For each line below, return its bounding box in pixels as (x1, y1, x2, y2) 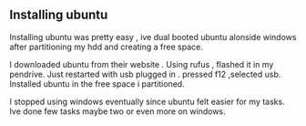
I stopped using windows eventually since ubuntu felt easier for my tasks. (9, 96, 285, 107)
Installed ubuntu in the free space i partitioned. (9, 78, 185, 89)
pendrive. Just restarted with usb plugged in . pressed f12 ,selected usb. (9, 68, 281, 79)
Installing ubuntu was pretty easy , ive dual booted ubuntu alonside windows (9, 31, 297, 42)
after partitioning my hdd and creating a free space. (9, 41, 203, 52)
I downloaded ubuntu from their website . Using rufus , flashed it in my (9, 58, 274, 69)
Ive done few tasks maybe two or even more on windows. (9, 105, 226, 117)
